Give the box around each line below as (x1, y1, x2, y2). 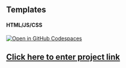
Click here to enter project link (6, 52, 120, 62)
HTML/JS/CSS (6, 21, 43, 29)
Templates (6, 5, 46, 15)
